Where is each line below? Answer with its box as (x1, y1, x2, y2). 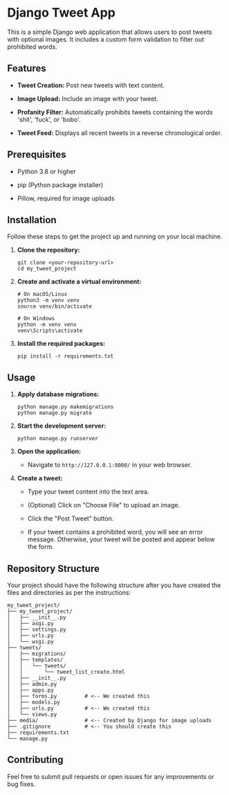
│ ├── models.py (7, 699, 60, 706)
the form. (27, 543, 54, 551)
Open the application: (17, 447, 82, 455)
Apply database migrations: (17, 390, 100, 399)
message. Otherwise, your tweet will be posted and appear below (27, 535, 215, 543)
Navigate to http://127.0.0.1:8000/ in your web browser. (27, 461, 192, 469)
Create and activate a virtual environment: (17, 277, 142, 286)
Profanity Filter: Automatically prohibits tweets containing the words (17, 107, 213, 116)
